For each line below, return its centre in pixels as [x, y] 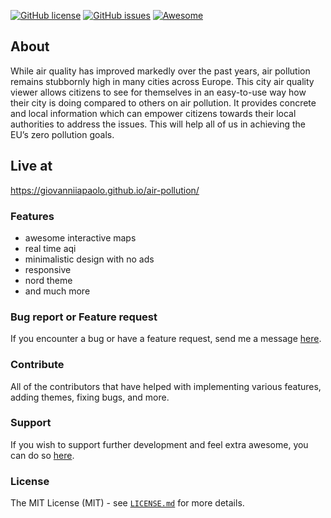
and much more [57, 291]
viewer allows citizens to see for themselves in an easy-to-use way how [158, 92]
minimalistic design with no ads [89, 259]
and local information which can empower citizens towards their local [153, 113]
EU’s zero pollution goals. [62, 134]
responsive [48, 269]
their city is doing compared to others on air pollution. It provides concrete [163, 102]
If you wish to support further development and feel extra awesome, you [159, 444]
